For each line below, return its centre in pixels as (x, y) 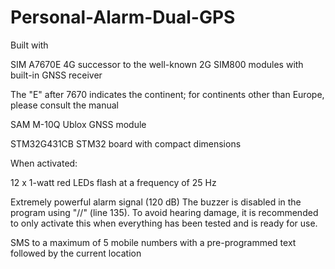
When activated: (44, 163)
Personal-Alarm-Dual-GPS (123, 17)
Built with (29, 45)
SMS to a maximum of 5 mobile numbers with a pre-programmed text (153, 242)
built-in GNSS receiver (56, 75)
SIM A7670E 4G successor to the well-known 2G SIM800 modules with (157, 64)
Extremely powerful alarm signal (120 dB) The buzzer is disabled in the (156, 202)
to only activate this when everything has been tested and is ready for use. (164, 223)
